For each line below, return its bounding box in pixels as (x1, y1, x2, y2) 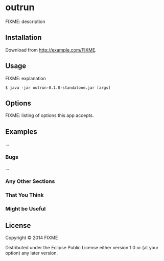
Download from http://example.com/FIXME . (5, 46, 97, 53)
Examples (5, 127, 37, 136)
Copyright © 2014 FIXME (5, 234, 58, 241)
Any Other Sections (5, 178, 55, 185)
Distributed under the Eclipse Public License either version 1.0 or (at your (5, 245, 159, 251)
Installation (5, 33, 42, 42)
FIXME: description (5, 18, 45, 25)
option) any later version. (5, 250, 58, 256)
